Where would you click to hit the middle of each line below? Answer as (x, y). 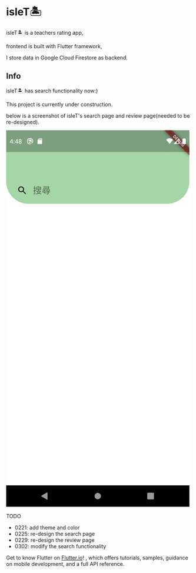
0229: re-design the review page (55, 540)
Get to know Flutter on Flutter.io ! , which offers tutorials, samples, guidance (97, 558)
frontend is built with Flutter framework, (54, 46)
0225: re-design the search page (55, 534)
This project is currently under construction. (59, 104)
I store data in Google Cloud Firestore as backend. (67, 58)
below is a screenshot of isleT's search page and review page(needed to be (98, 115)
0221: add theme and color (47, 527)
